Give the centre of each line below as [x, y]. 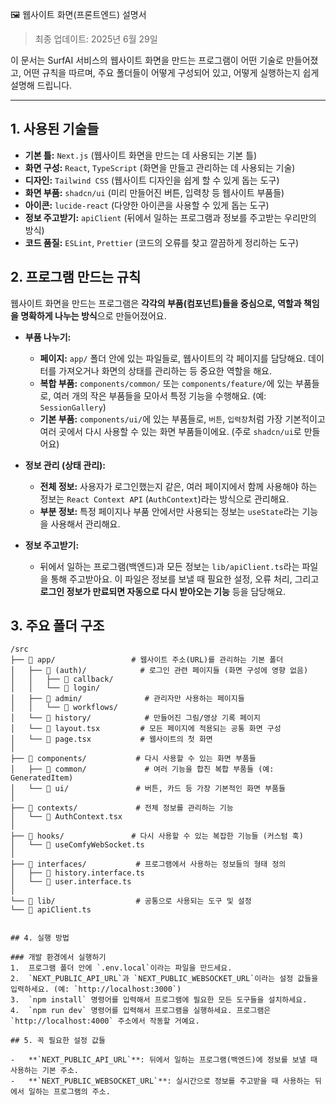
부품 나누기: [48, 337]
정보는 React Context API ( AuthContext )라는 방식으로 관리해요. [164, 499]
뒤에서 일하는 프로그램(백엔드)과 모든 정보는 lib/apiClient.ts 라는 [169, 566]
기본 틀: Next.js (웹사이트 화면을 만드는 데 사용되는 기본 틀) [141, 155]
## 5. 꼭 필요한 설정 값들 [58, 1041]
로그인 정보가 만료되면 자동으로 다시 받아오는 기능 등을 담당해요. [163, 591]
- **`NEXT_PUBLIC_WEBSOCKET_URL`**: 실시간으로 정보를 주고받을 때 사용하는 [160, 1081]
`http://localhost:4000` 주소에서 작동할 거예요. [105, 1021]
